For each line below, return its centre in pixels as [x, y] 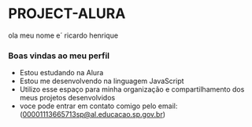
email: [168, 106]
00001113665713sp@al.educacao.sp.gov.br [93, 114]
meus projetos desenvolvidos [67, 98]
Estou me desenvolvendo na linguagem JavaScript [102, 81]
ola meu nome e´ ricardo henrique [63, 35]
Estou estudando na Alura [61, 73]
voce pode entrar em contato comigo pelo [88, 106]
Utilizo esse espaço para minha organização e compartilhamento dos [132, 89]
